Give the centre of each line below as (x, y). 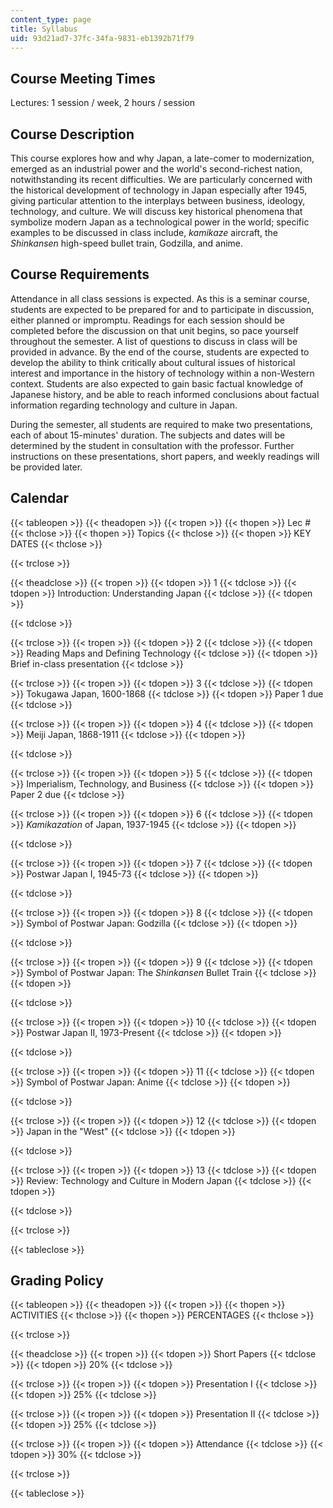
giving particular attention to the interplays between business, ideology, (158, 200)
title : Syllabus (44, 29)
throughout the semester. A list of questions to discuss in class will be (154, 341)
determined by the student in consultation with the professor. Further (152, 445)
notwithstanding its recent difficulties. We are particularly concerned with (161, 179)
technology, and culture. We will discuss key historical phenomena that (156, 211)
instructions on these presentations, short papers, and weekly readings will (165, 456)
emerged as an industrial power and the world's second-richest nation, (156, 169)
